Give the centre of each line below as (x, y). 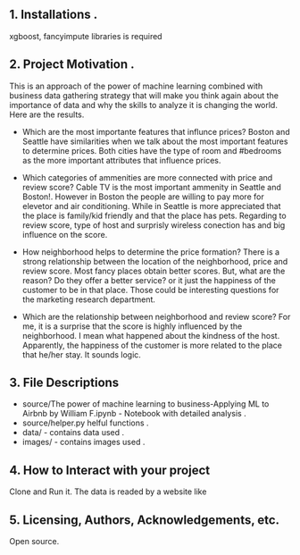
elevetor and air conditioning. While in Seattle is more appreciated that (151, 206)
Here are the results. (47, 114)
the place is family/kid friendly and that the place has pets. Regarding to (154, 215)
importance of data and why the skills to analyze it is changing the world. (144, 105)
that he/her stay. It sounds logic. (81, 354)
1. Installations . (54, 15)
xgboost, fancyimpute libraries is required (86, 36)
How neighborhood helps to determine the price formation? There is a (150, 252)
